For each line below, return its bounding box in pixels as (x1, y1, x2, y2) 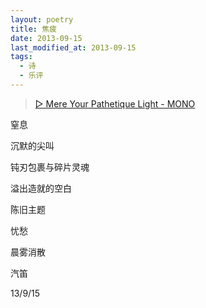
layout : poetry (10, 14, 74, 25)
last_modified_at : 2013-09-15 (10, 42, 137, 53)
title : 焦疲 (10, 24, 57, 34)
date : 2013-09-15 (10, 33, 83, 43)
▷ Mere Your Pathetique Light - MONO (34, 97, 196, 110)
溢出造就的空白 (10, 182, 72, 194)
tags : (10, 52, 33, 62)
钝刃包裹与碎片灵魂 (10, 161, 90, 173)
